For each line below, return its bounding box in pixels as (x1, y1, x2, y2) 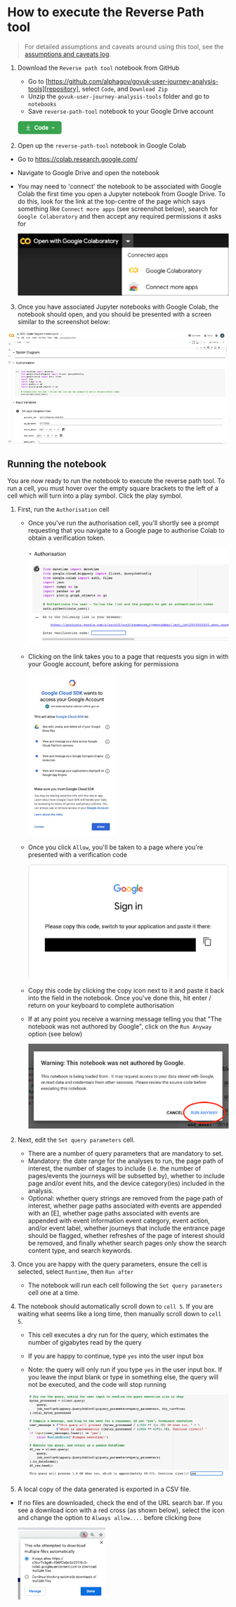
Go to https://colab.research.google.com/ (17, 155, 138, 163)
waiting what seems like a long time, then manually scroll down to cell (17, 1310, 222, 1318)
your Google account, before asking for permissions (27, 659, 179, 668)
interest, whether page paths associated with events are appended (27, 1201, 222, 1210)
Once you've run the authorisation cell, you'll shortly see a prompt (27, 518, 219, 527)
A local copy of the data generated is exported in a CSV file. (17, 1485, 191, 1494)
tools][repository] (27, 84, 79, 93)
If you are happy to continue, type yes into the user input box (27, 1352, 204, 1360)
